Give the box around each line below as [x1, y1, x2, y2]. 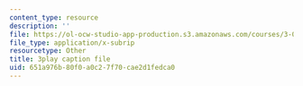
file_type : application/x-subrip [9, 38, 135, 47]
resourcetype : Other [9, 47, 87, 56]
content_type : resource [9, 13, 99, 22]
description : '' [9, 21, 70, 30]
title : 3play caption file [9, 55, 111, 64]
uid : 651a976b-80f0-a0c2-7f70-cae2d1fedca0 [9, 64, 176, 73]
